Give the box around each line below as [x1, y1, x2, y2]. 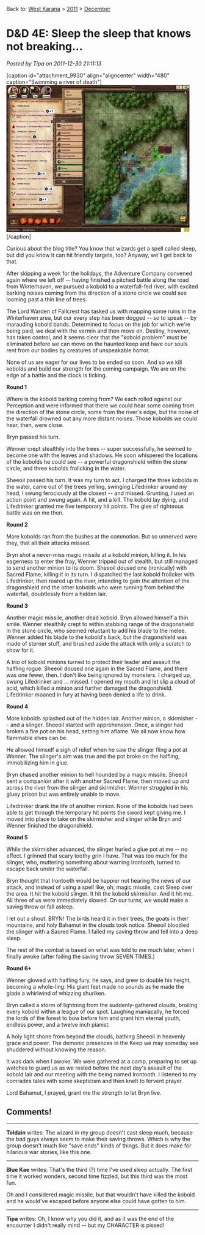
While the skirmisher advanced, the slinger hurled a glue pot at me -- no [6, 845, 188, 853]
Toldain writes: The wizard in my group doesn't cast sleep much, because [6, 1128, 193, 1136]
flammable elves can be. [6, 734, 68, 741]
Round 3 [6, 602, 29, 609]
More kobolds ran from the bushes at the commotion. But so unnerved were [6, 532, 197, 540]
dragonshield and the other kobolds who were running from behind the [6, 583, 185, 591]
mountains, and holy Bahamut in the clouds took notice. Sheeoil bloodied [6, 921, 190, 929]
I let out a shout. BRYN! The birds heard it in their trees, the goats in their [6, 915, 189, 922]
